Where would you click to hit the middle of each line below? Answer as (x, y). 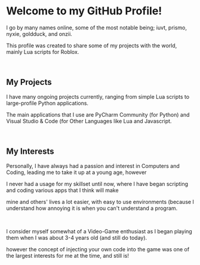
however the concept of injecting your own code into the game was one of (98, 249)
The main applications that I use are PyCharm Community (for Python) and (98, 114)
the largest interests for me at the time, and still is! (68, 255)
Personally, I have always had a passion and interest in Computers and (93, 166)
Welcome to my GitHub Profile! (84, 11)
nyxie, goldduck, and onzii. (39, 33)
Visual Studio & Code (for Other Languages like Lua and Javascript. (89, 121)
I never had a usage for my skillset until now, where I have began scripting (97, 184)
